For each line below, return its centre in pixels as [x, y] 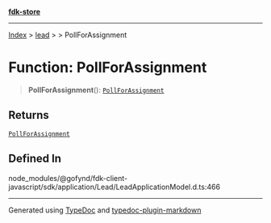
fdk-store [25, 12]
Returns [29, 115]
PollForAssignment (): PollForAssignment [96, 90]
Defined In [35, 159]
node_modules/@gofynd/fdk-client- [68, 178]
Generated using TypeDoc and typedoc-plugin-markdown [105, 210]
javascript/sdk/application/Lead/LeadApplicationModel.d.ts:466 [114, 187]
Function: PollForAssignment [108, 67]
